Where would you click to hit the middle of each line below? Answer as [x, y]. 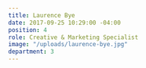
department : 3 [31, 52]
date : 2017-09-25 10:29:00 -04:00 [65, 23]
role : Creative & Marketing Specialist [73, 37]
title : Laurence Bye [42, 15]
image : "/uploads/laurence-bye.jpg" [68, 45]
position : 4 [27, 30]
